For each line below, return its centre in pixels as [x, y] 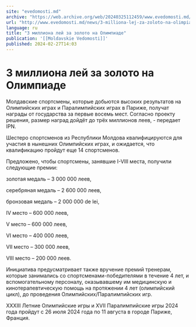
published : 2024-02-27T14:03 [41, 44]
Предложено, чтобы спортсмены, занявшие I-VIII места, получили [89, 161]
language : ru [22, 28]
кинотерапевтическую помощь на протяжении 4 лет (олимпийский [90, 288]
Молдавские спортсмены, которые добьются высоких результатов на [94, 101]
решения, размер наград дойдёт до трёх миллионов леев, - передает [93, 120]
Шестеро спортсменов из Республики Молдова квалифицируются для [94, 137]
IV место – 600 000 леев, [37, 213]
